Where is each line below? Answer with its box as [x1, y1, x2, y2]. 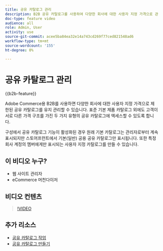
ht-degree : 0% [5, 48, 34, 52]
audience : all [5, 20, 34, 26]
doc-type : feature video [5, 16, 55, 21]
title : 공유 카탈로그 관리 [5, 7, 52, 12]
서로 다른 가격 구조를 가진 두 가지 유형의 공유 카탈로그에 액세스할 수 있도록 [5, 113, 145, 119]
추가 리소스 [5, 221, 36, 229]
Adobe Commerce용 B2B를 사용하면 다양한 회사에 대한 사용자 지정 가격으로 [5, 100, 150, 107]
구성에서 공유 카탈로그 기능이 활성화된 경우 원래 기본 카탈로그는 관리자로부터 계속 [5, 129, 159, 135]
